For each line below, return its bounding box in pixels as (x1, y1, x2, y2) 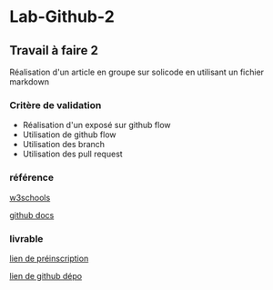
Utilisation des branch (22, 139, 106, 150)
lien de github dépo (9, 270, 83, 281)
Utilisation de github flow (22, 129, 116, 140)
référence (9, 171, 55, 184)
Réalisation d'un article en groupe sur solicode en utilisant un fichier (9, 66, 265, 77)
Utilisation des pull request (22, 148, 123, 160)
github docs (9, 209, 55, 220)
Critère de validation (9, 98, 102, 111)
